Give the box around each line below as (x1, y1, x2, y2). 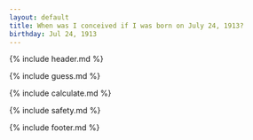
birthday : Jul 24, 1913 (9, 29, 98, 38)
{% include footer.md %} (9, 122, 100, 133)
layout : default (9, 12, 69, 22)
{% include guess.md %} (9, 71, 100, 82)
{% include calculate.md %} (9, 88, 112, 98)
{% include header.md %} (9, 54, 104, 65)
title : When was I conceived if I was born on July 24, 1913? (9, 21, 244, 30)
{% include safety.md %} (9, 105, 101, 116)
